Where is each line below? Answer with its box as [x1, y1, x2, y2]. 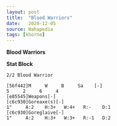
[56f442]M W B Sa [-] [6, 83, 103, 89]
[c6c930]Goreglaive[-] [6, 109, 64, 116]
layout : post [6, 9, 40, 15]
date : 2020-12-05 [6, 20, 56, 26]
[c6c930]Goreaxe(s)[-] [6, 99, 64, 105]
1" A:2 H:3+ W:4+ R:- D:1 [6, 105, 111, 111]
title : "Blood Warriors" [6, 15, 72, 21]
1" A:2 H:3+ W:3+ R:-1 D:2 [6, 115, 111, 121]
